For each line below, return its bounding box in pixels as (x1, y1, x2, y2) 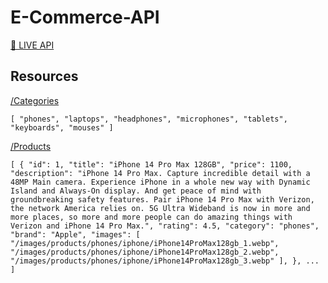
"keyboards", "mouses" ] (10, 122, 114, 133)
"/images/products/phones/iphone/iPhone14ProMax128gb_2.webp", (10, 247, 280, 257)
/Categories (10, 94, 60, 106)
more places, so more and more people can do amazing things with (10, 212, 293, 222)
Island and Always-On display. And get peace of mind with (10, 186, 262, 196)
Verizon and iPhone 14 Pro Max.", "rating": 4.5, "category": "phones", (10, 221, 320, 231)
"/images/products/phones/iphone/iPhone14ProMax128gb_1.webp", (10, 238, 280, 248)
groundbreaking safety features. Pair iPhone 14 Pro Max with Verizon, (10, 194, 315, 205)
